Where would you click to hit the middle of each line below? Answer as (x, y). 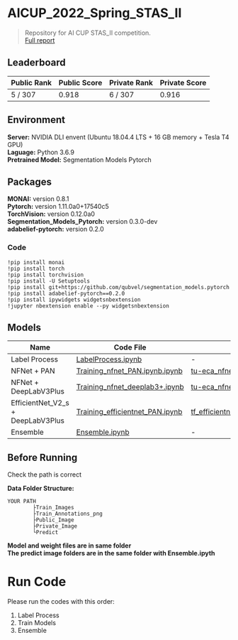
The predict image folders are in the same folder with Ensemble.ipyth (111, 553)
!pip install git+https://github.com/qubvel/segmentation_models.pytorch (119, 287)
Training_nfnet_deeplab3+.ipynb (130, 387)
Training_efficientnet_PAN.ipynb (129, 412)
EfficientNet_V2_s (40, 403)
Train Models (37, 623)
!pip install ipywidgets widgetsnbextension (74, 300)
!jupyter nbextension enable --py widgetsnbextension (89, 306)
